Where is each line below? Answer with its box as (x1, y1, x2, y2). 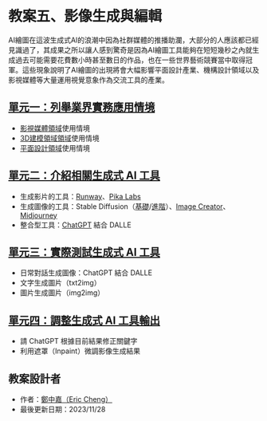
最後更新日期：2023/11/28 (19, 404, 106, 414)
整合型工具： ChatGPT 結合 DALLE (19, 220, 132, 230)
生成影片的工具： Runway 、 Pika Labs (19, 191, 141, 201)
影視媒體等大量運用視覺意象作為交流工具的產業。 (8, 75, 169, 85)
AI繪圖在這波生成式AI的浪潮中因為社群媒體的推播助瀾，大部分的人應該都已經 (8, 35, 259, 45)
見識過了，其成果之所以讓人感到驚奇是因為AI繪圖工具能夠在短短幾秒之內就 (8, 45, 253, 54)
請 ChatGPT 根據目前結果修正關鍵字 (19, 336, 138, 346)
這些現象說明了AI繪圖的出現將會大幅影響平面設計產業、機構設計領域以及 (22, 65, 260, 74)
